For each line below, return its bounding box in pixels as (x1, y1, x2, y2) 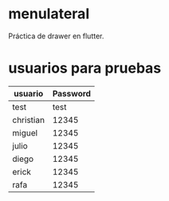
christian (12, 114, 45, 125)
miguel (12, 127, 38, 138)
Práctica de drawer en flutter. (8, 31, 104, 41)
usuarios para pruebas (8, 59, 162, 77)
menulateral (8, 5, 90, 23)
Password (52, 88, 92, 99)
